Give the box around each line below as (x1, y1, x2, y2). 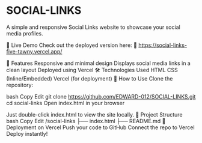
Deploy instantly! (6, 130, 48, 137)
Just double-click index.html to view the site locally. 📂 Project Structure (6, 111, 183, 118)
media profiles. (6, 29, 43, 37)
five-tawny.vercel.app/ (6, 47, 63, 55)
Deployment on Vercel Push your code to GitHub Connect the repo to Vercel (6, 124, 195, 131)
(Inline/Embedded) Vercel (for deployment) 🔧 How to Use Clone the (6, 75, 173, 82)
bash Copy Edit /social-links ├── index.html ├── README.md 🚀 (6, 117, 166, 124)
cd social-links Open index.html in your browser (6, 99, 125, 106)
